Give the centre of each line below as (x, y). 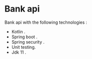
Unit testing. (24, 47)
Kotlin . (18, 31)
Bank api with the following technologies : (46, 22)
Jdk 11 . (19, 52)
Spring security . (28, 42)
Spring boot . (24, 37)
